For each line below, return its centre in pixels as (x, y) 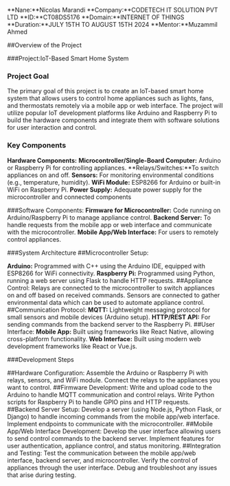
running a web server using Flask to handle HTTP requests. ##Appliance (110, 280)
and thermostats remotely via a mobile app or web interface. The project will (115, 106)
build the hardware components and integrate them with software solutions (113, 120)
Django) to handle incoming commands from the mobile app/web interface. (113, 416)
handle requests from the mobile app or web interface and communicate (110, 224)
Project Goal (28, 76)
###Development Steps (41, 359)
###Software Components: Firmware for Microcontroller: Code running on (114, 210)
